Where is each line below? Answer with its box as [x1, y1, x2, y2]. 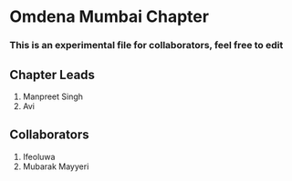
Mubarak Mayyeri [22, 161, 89, 172]
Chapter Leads [9, 66, 96, 83]
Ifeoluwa [22, 151, 56, 162]
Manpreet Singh [22, 91, 84, 102]
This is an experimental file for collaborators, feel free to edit [9, 39, 284, 52]
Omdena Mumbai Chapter [9, 6, 210, 27]
